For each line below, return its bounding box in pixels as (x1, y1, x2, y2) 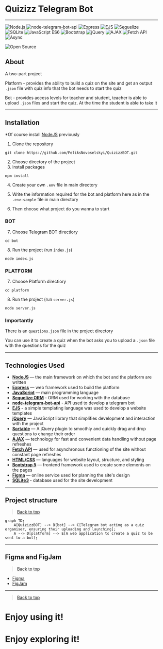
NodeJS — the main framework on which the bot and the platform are (12, 374, 152, 380)
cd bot (5, 238, 18, 243)
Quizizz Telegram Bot (5, 3, 93, 15)
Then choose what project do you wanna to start (12, 205, 110, 212)
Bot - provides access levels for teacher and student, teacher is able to (5, 95, 147, 101)
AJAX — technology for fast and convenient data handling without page (12, 436, 157, 442)
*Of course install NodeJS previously (5, 131, 80, 137)
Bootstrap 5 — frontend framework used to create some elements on (12, 462, 151, 468)
